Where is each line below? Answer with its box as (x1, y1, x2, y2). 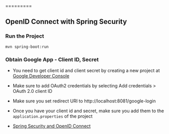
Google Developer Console (12, 73, 70, 79)
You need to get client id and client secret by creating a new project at (12, 67, 160, 74)
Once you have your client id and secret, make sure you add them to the (12, 108, 164, 114)
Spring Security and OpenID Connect (12, 123, 91, 129)
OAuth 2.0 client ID (12, 88, 52, 94)
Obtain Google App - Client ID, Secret (5, 56, 99, 63)
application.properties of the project (12, 113, 93, 119)
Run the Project (5, 32, 44, 40)
